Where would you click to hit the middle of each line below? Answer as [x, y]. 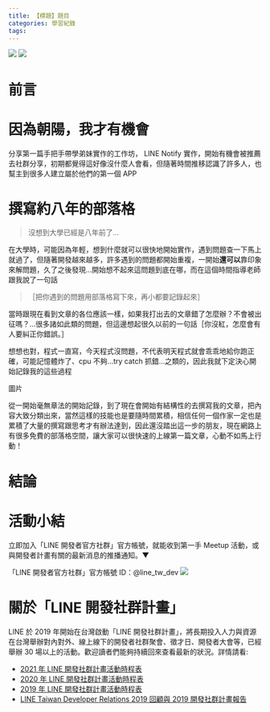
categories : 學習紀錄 [42, 23]
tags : [17, 31]
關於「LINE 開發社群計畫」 [96, 607]
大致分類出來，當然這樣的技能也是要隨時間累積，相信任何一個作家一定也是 [138, 416]
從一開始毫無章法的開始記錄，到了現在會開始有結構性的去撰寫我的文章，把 [131, 405]
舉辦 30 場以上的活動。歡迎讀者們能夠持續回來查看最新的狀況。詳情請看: [129, 652]
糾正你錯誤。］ [45, 334]
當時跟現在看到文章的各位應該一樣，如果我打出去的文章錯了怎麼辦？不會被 [131, 314]
